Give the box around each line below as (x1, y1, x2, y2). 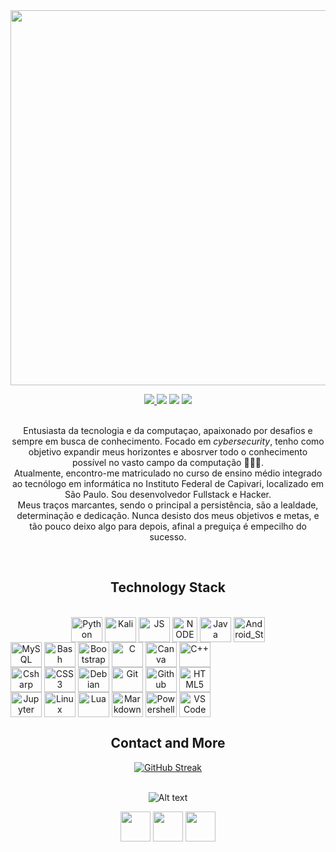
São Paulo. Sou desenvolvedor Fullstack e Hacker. (64, 489, 272, 500)
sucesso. (149, 531, 187, 543)
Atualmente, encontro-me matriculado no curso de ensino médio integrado (13, 467, 323, 479)
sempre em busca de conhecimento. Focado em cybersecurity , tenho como (11, 435, 325, 447)
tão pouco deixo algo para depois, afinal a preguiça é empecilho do (29, 520, 307, 532)
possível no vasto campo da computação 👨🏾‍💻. (71, 457, 265, 468)
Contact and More (110, 735, 226, 752)
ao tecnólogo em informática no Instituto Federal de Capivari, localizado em (11, 478, 325, 489)
